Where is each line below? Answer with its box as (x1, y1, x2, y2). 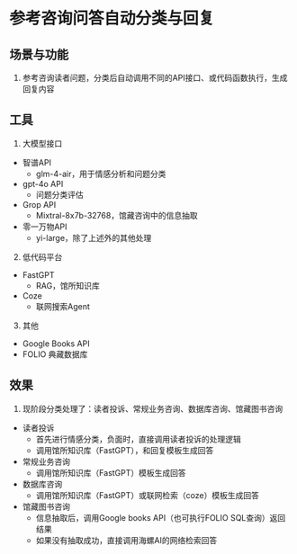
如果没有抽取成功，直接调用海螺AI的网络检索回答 (35, 534, 218, 545)
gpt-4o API (22, 178, 64, 189)
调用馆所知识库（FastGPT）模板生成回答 (35, 467, 186, 478)
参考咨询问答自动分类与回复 (9, 8, 215, 29)
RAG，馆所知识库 (35, 280, 101, 290)
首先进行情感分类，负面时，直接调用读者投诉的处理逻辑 (35, 433, 241, 444)
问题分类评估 (35, 189, 84, 200)
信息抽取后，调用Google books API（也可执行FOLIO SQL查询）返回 (35, 512, 286, 523)
